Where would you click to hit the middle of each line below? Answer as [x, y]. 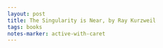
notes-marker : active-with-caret [56, 34]
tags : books [25, 27]
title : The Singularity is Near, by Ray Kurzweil [82, 20]
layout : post [26, 14]
